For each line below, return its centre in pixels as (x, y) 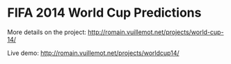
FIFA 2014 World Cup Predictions (104, 13)
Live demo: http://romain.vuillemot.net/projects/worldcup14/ (93, 53)
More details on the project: (47, 32)
